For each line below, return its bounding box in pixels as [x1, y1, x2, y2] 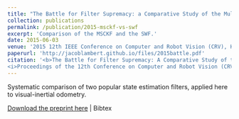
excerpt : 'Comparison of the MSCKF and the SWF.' [7, 30, 158, 38]
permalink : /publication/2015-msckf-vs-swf [7, 23, 139, 30]
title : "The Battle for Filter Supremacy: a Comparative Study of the [7, 10, 221, 18]
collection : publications [7, 17, 84, 24]
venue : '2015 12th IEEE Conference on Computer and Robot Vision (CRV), [7, 43, 228, 50]
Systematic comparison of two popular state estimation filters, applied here [7, 82, 228, 91]
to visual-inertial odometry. [7, 90, 87, 98]
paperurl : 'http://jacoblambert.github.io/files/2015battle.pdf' [7, 50, 205, 57]
